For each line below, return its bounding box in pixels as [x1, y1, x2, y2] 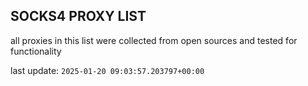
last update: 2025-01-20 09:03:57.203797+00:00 [10, 64, 205, 76]
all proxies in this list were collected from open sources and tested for [10, 34, 298, 46]
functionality [10, 45, 62, 57]
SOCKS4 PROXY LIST [10, 8, 147, 25]
